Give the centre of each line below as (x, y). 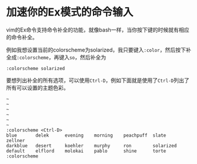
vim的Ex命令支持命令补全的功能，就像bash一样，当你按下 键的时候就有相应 (98, 30)
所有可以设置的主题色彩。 (37, 87)
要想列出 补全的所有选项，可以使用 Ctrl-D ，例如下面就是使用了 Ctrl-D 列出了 (98, 80)
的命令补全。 (22, 37)
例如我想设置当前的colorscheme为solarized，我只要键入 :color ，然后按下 (96, 50)
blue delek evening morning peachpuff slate (86, 135)
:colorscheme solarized (36, 68)
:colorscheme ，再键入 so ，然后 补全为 (62, 57)
